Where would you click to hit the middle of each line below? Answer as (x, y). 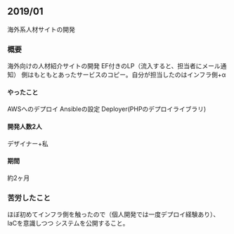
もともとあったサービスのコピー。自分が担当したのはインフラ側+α (130, 75)
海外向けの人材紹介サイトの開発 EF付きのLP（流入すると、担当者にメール (114, 66)
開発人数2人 (25, 126)
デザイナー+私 (28, 143)
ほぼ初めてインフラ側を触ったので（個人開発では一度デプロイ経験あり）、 (113, 214)
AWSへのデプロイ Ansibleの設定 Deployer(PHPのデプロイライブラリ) (107, 109)
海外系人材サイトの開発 (41, 29)
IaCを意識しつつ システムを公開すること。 (68, 223)
